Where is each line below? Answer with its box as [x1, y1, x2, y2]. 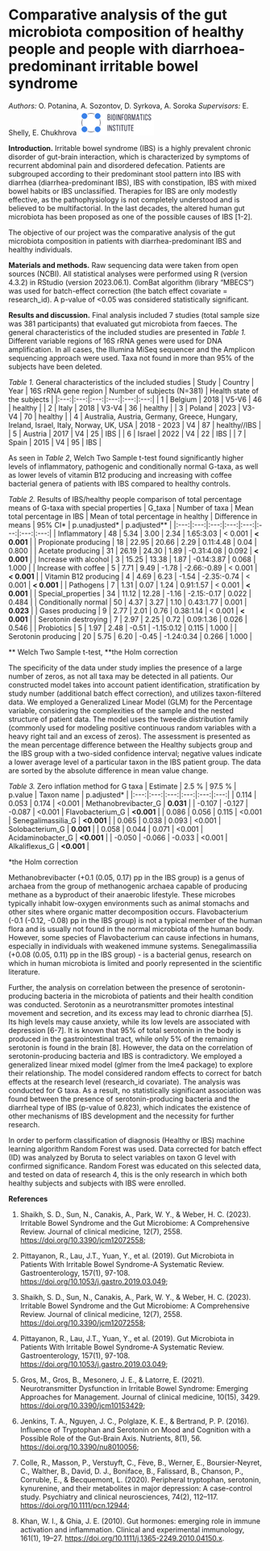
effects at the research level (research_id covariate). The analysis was [8, 1077, 241, 1086]
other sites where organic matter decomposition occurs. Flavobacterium [8, 906, 248, 917]
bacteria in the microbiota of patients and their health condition [44, 991, 254, 1001]
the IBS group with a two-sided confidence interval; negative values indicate [8, 748, 262, 758]
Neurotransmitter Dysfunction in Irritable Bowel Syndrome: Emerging [19, 1383, 248, 1393]
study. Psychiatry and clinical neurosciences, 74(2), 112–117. [19, 1491, 218, 1502]
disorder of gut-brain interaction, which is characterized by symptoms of [8, 152, 250, 161]
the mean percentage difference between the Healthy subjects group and [8, 740, 252, 750]
